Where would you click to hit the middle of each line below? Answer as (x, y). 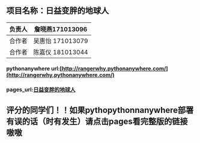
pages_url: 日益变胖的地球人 (41, 90)
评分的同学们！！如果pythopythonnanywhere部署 (100, 110)
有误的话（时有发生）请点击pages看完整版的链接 (97, 122)
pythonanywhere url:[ (34, 68)
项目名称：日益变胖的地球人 (58, 11)
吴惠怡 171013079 (61, 41)
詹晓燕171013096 (61, 29)
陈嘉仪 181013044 (61, 52)
